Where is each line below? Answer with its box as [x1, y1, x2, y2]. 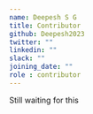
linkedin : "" [9, 46, 58, 55]
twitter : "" [9, 37, 53, 47]
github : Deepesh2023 [9, 29, 86, 38]
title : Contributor [9, 21, 81, 30]
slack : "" [9, 54, 46, 63]
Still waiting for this [9, 95, 80, 105]
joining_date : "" [9, 63, 74, 72]
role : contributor [9, 71, 81, 80]
